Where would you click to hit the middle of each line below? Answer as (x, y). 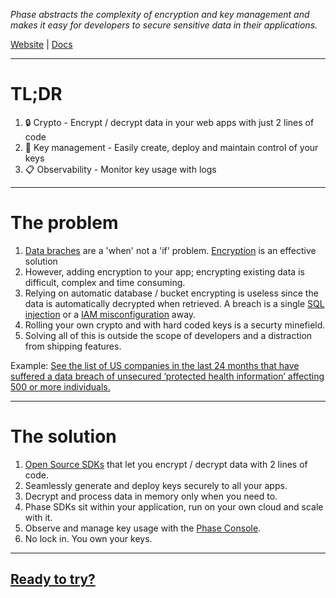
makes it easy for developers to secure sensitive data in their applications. (164, 25)
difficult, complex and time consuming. (105, 282)
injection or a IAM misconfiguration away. (110, 314)
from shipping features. (73, 346)
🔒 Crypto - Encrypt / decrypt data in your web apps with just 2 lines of (169, 122)
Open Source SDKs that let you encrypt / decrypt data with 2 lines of (166, 464)
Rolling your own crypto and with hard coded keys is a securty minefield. (175, 325)
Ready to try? (53, 579)
